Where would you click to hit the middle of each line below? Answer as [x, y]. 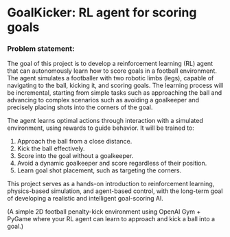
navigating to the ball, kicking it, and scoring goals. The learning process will [115, 86]
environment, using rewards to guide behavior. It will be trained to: [101, 128]
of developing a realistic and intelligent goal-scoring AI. [85, 199]
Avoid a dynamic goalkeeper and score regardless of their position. [112, 163]
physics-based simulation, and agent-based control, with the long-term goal [115, 191]
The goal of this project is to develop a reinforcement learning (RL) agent [110, 64]
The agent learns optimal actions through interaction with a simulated [105, 121]
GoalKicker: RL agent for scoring [102, 13]
